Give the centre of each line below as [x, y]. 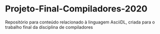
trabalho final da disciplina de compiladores [49, 27]
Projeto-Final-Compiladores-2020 [76, 9]
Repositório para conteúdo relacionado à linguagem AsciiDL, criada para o [80, 22]
